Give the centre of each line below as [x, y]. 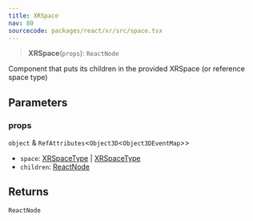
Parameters [38, 102]
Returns [29, 192]
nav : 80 [21, 23]
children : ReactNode [55, 167]
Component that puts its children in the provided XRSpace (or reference [127, 69]
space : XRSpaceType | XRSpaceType [80, 159]
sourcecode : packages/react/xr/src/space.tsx [85, 30]
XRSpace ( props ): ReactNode [73, 54]
